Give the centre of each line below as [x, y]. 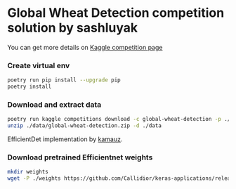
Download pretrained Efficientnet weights [80, 157]
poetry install [29, 87]
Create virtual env [39, 65]
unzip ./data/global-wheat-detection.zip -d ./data [84, 126]
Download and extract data [54, 105]
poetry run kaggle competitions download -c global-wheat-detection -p [114, 119]
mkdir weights [28, 172]
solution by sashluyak [73, 28]
